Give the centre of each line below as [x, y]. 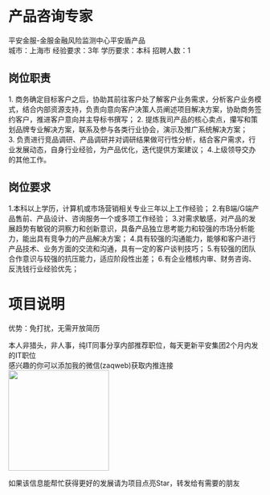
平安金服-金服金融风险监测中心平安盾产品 [77, 40]
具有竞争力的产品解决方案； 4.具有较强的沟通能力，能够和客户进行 [146, 238]
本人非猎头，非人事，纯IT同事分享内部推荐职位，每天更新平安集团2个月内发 [133, 345]
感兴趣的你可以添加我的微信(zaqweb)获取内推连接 [91, 365]
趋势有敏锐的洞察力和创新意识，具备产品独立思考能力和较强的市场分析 [131, 228]
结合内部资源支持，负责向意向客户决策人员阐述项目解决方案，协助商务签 [142, 109]
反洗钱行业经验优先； [43, 268]
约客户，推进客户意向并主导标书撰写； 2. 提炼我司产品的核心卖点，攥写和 [130, 119]
